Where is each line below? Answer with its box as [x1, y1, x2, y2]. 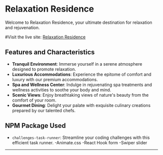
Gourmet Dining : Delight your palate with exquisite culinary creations [12, 102, 151, 108]
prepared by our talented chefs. [12, 107, 76, 113]
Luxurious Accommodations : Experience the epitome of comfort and [12, 71, 152, 77]
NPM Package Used [5, 121, 66, 130]
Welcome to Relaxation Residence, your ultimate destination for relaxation [5, 19, 153, 25]
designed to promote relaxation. [12, 66, 76, 72]
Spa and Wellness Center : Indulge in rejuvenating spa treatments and [12, 82, 152, 87]
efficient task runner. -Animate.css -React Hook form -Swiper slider [12, 139, 147, 145]
